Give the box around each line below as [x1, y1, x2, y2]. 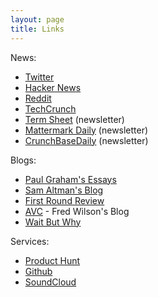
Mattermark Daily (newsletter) [24, 124, 149, 136]
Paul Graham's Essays [24, 173, 117, 185]
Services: [10, 235, 50, 247]
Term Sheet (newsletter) [24, 113, 125, 125]
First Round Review [24, 194, 105, 206]
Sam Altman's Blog [24, 184, 104, 196]
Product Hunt [24, 254, 81, 266]
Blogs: [10, 154, 37, 166]
